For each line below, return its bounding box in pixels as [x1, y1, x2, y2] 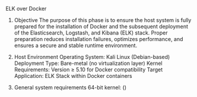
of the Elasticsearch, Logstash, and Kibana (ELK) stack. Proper [14, 29, 168, 36]
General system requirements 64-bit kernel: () [14, 84, 127, 91]
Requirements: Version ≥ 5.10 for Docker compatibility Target [14, 66, 163, 73]
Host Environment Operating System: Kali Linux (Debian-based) [14, 54, 170, 60]
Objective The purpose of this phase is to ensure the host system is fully [14, 17, 192, 23]
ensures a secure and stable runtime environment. [14, 42, 138, 49]
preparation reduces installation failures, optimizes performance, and [14, 36, 183, 42]
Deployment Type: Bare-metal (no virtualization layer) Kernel [14, 60, 163, 67]
